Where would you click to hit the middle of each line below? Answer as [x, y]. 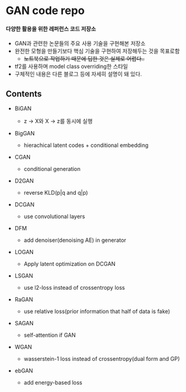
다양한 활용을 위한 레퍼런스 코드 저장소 [51, 29]
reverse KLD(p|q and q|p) [56, 193]
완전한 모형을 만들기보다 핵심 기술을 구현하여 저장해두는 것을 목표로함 [97, 51]
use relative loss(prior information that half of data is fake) [97, 311]
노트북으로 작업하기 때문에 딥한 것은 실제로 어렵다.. [84, 59]
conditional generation [52, 169]
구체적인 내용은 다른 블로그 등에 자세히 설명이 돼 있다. [78, 74]
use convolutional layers [54, 217]
